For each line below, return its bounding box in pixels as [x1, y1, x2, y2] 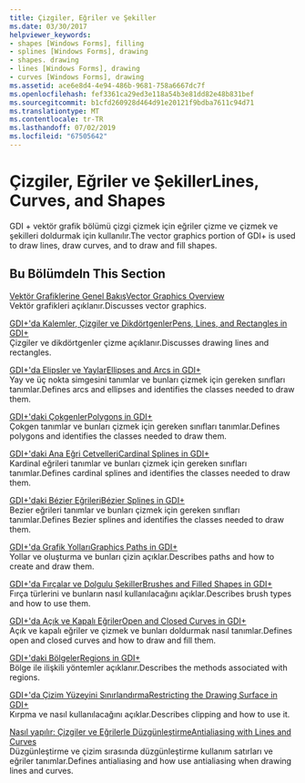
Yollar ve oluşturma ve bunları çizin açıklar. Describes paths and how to [9, 551, 275, 562]
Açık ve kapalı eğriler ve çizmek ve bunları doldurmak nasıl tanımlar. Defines [9, 625, 293, 636]
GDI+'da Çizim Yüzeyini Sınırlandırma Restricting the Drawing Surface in [9, 689, 278, 700]
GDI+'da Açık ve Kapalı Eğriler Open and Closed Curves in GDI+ [9, 615, 248, 626]
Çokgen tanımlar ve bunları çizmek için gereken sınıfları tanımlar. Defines [9, 421, 280, 432]
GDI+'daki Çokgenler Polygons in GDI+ [9, 411, 153, 422]
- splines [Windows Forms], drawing [9, 47, 148, 56]
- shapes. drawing [9, 56, 79, 65]
